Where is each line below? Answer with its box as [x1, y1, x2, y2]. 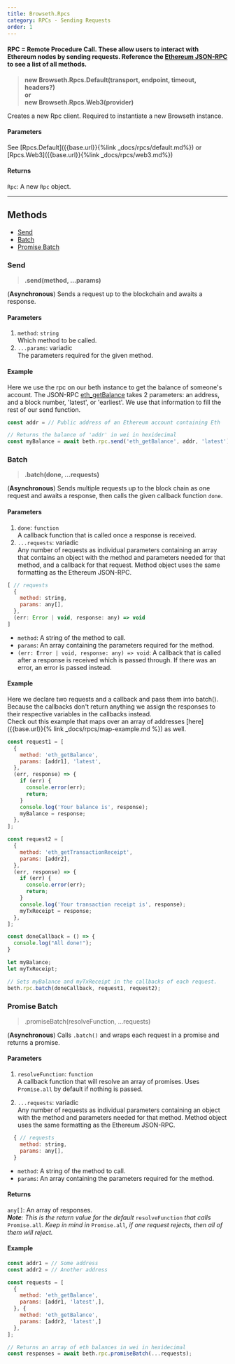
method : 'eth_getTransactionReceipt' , [20, 848, 133, 856]
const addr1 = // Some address [7, 1259, 99, 1266]
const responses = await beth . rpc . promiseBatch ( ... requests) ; [7, 1350, 192, 1358]
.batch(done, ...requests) [24, 471, 100, 479]
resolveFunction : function [17, 1070, 94, 1078]
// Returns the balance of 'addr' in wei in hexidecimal [7, 432, 177, 439]
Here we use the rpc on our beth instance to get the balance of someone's [7, 383, 222, 392]
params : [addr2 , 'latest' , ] [20, 1318, 101, 1325]
